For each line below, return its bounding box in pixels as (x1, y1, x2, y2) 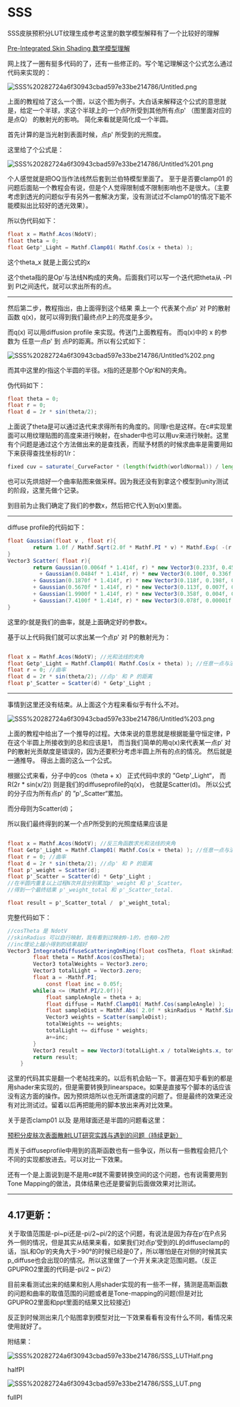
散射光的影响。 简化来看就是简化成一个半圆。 (39, 115, 173, 124)
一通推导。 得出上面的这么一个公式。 (7, 756, 116, 765)
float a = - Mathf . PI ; (33, 974, 98, 981)
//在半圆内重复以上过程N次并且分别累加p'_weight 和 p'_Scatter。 (7, 880, 186, 887)
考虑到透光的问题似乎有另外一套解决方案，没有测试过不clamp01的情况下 (7, 192, 220, 201)
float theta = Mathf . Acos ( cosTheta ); (33, 954, 145, 961)
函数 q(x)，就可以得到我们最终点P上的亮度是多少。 (7, 312, 157, 321)
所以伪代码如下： (7, 216, 58, 225)
